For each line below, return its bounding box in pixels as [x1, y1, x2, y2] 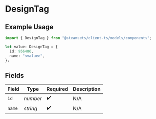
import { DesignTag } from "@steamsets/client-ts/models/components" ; [5, 35, 152, 40]
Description [72, 86, 101, 93]
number [23, 95, 42, 102]
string [23, 105, 38, 112]
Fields [5, 71, 24, 80]
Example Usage [5, 23, 54, 31]
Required [46, 86, 68, 93]
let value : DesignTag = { [5, 44, 58, 49]
